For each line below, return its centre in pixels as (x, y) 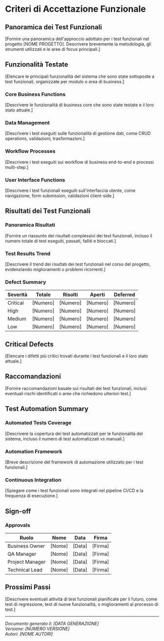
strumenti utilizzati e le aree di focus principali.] (53, 49)
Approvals (18, 525)
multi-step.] (17, 167)
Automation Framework (34, 451)
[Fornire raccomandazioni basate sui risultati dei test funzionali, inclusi (76, 388)
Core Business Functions (35, 94)
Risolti (70, 295)
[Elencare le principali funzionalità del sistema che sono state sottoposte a (80, 76)
